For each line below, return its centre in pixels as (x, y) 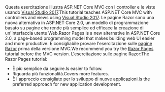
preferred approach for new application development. (67, 84)
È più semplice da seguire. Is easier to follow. (57, 69)
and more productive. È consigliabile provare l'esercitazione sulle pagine (79, 43)
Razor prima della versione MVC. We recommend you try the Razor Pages (79, 49)
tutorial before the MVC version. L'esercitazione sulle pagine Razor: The (77, 54)
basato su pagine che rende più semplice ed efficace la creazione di (74, 28)
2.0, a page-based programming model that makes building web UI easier (80, 38)
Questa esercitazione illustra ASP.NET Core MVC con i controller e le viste (80, 7)
